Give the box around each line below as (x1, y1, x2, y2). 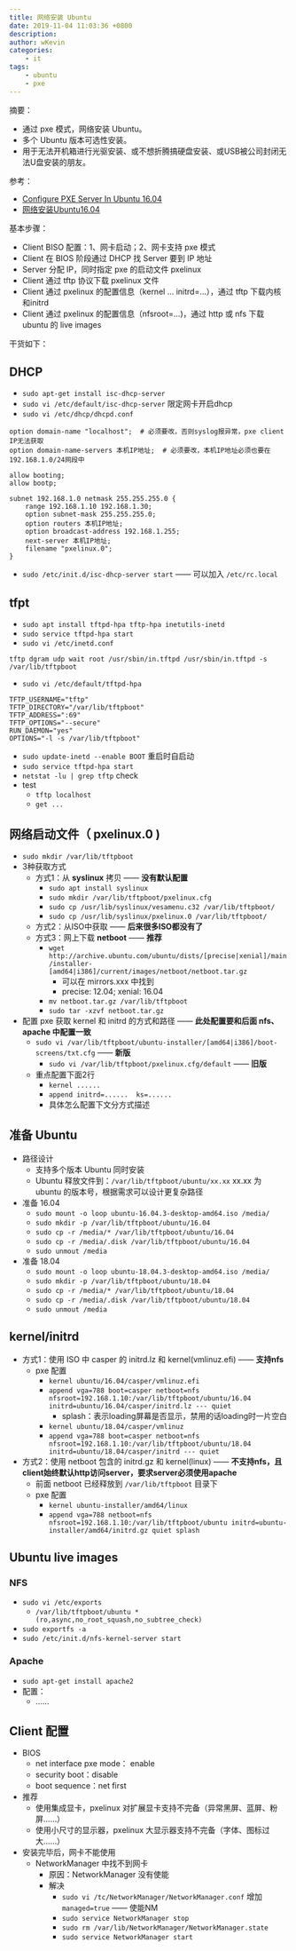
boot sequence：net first (35, 1780, 127, 1791)
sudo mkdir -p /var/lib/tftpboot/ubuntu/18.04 (35, 1276, 211, 1286)
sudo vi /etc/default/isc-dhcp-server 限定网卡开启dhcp (21, 399, 233, 409)
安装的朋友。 (43, 156, 91, 167)
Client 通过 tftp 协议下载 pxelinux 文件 (21, 274, 160, 285)
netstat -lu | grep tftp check (21, 770, 139, 781)
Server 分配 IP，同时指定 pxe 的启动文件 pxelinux (21, 264, 202, 274)
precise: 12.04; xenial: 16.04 (61, 987, 164, 997)
